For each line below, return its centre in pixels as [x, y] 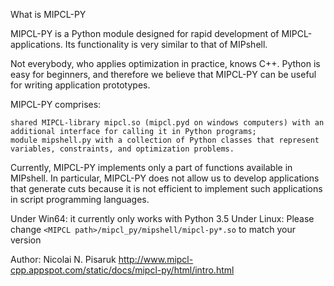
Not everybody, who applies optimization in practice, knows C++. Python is [165, 63]
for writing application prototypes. [80, 85]
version [26, 240]
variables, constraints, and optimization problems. [122, 149]
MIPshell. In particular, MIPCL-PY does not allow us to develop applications [165, 178]
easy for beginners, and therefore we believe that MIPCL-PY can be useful [163, 74]
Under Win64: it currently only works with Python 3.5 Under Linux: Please [162, 218]
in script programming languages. [80, 199]
